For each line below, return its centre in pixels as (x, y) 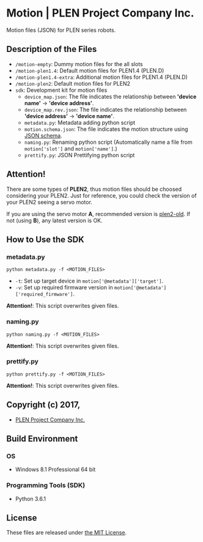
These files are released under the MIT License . (67, 533)
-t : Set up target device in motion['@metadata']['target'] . (89, 281)
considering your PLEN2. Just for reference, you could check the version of (102, 195)
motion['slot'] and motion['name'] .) (71, 148)
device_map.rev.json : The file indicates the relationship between (105, 110)
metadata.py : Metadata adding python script (80, 122)
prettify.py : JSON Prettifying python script (79, 155)
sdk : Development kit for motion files (61, 90)
